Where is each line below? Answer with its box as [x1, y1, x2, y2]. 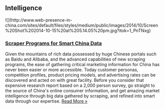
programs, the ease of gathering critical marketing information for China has [5, 62, 160, 68]
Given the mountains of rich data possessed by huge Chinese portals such [5, 51, 157, 57]
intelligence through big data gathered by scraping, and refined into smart [5, 93, 155, 99]
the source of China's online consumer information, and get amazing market [5, 88, 160, 94]
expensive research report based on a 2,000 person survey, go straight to [5, 82, 155, 88]
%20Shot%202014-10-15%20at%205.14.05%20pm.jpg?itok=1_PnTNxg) [5, 27, 151, 34]
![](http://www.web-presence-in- [5, 17, 72, 23]
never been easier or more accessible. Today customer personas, [5, 67, 139, 73]
